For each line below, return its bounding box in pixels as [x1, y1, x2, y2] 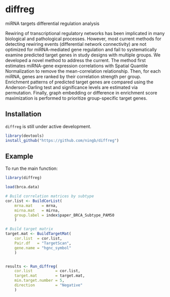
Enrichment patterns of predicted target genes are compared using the [5, 79, 154, 85]
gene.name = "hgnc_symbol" [14, 245, 72, 250]
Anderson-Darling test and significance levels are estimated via [5, 84, 138, 90]
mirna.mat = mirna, [14, 207, 60, 213]
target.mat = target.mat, [14, 273, 85, 278]
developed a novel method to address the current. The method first [5, 57, 146, 63]
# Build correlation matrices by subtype [5, 194, 94, 199]
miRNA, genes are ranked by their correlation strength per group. [5, 73, 142, 79]
